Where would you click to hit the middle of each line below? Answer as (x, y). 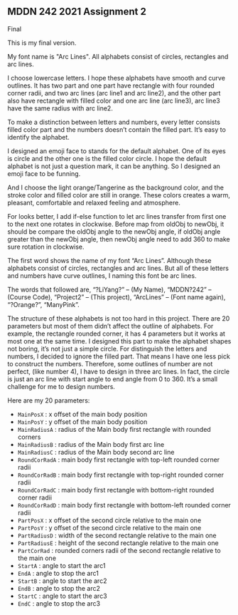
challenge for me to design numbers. (61, 386)
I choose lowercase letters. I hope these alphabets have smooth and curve (117, 78)
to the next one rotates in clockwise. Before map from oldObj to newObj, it (116, 224)
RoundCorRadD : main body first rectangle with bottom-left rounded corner (124, 505)
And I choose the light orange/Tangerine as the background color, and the (115, 187)
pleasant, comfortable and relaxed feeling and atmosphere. (94, 202)
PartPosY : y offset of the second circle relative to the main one (109, 527)
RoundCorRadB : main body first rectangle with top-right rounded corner (121, 475)
